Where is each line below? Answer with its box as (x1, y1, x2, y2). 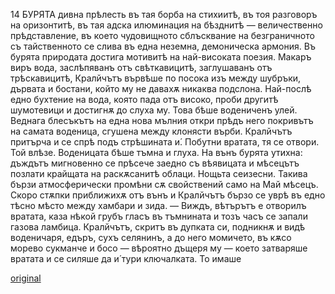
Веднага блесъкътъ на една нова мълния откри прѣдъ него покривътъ (10, 115, 314, 126)
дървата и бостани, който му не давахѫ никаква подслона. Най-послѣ (10, 83, 312, 94)
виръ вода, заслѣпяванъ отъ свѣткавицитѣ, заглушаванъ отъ (10, 62, 273, 73)
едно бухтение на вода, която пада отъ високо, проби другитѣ (10, 94, 279, 105)
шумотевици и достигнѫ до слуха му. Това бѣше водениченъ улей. (10, 104, 298, 116)
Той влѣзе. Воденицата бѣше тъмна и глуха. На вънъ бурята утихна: (10, 147, 303, 158)
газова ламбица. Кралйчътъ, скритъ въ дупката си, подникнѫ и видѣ (10, 221, 306, 233)
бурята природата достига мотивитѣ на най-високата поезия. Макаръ (10, 51, 312, 63)
